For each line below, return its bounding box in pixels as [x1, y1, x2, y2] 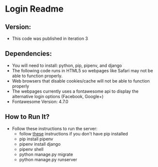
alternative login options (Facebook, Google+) [12, 93, 104, 99]
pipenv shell [19, 146, 43, 152]
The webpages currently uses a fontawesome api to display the [12, 88, 139, 94]
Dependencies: [5, 50, 52, 58]
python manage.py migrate [19, 151, 73, 157]
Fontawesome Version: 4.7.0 [12, 99, 69, 104]
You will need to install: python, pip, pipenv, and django [12, 62, 122, 68]
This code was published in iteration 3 [12, 35, 88, 41]
